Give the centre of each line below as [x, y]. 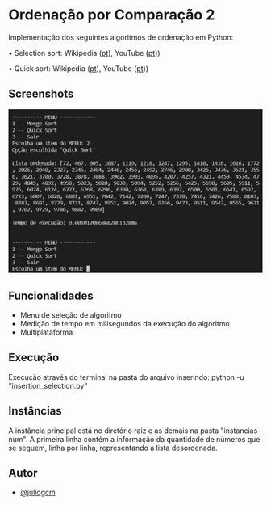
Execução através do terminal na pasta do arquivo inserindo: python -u [126, 377]
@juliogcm [38, 492]
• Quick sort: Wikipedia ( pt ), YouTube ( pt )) [79, 68]
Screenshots [41, 94]
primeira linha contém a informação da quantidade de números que [148, 439]
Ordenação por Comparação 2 [112, 15]
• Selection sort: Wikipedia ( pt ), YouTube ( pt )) [84, 53]
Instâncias [35, 411]
